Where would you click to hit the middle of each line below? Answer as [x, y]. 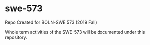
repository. [16, 37]
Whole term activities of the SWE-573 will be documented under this [75, 32]
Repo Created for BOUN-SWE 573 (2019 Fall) [51, 22]
